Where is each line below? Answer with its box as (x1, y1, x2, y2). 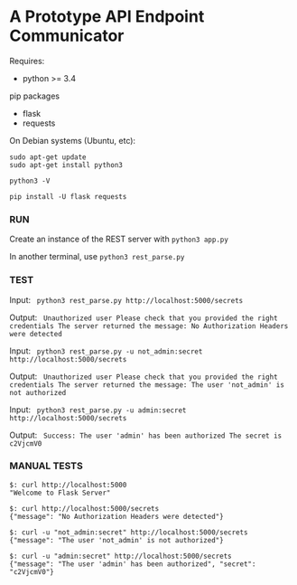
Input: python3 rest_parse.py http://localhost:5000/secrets (9, 294, 244, 305)
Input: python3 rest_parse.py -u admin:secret (9, 404, 187, 415)
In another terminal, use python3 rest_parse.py (9, 251, 185, 262)
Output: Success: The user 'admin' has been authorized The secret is (9, 429, 283, 440)
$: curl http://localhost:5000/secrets (9, 504, 160, 513)
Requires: (9, 55, 45, 66)
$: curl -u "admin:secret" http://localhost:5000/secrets (9, 552, 232, 561)
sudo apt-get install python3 (9, 160, 124, 169)
